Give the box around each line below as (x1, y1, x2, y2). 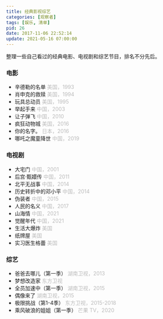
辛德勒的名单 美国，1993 (14, 84, 74, 91)
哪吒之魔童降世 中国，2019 (14, 135, 80, 142)
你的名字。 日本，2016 (14, 128, 69, 135)
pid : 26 (6, 25, 25, 31)
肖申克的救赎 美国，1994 (14, 91, 74, 98)
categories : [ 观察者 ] (6, 14, 56, 20)
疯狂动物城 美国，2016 (14, 120, 69, 127)
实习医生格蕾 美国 (14, 239, 57, 246)
